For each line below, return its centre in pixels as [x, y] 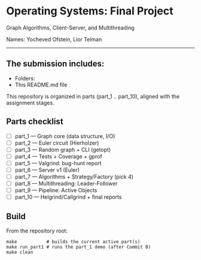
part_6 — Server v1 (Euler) [47, 170]
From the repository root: [37, 231]
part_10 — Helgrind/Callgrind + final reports [68, 197]
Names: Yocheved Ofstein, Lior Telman [54, 39]
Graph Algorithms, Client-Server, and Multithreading [70, 28]
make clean [20, 252]
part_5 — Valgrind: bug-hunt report [58, 163]
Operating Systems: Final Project [90, 11]
